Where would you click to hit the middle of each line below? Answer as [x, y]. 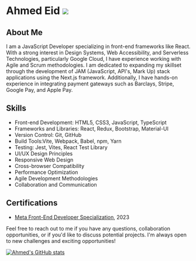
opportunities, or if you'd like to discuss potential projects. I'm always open [97, 235]
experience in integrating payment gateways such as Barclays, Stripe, [90, 84]
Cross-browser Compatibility [49, 166]
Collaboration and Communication [56, 184]
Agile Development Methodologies [56, 178]
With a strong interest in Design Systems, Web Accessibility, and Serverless [97, 53]
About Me [24, 32]
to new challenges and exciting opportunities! [61, 241]
